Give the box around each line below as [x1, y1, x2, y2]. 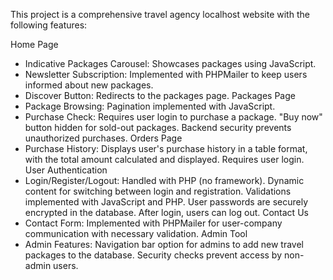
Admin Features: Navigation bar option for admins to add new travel [24, 239, 304, 250]
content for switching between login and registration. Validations [24, 185, 292, 197]
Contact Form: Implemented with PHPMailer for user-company [24, 217, 283, 229]
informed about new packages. [24, 79, 154, 91]
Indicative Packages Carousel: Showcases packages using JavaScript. [24, 58, 317, 69]
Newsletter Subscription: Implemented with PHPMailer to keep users [24, 69, 308, 80]
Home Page [10, 39, 59, 50]
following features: [10, 19, 88, 31]
